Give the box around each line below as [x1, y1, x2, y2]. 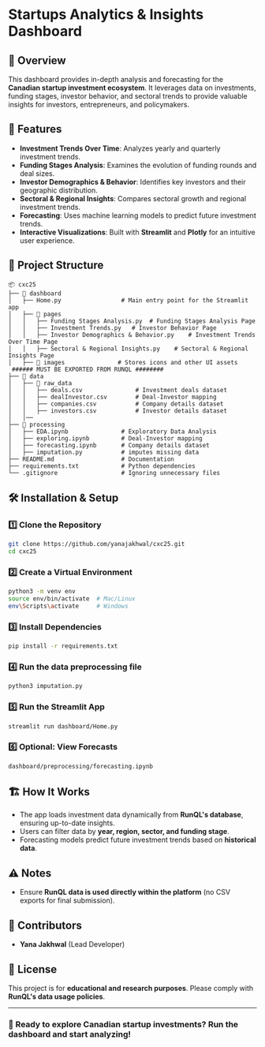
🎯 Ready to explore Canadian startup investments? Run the [8, 1019, 239, 1030]
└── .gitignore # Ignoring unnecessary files [8, 469, 221, 477]
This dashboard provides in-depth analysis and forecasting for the [8, 75, 223, 84]
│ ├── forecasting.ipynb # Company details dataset [8, 441, 211, 449]
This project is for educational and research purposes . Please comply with [8, 983, 254, 993]
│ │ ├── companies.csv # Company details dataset [8, 400, 224, 408]
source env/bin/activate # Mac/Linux [8, 595, 136, 603]
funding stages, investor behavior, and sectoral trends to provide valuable [8, 92, 248, 100]
